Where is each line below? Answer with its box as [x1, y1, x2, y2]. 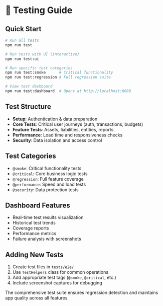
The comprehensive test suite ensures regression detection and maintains [5, 289, 158, 296]
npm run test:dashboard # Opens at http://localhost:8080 [5, 89, 131, 94]
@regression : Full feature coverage [12, 176, 84, 182]
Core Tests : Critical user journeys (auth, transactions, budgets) [12, 121, 143, 127]
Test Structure [5, 103, 52, 111]
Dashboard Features [5, 201, 70, 209]
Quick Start [5, 25, 42, 33]
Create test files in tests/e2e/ [12, 264, 74, 270]
